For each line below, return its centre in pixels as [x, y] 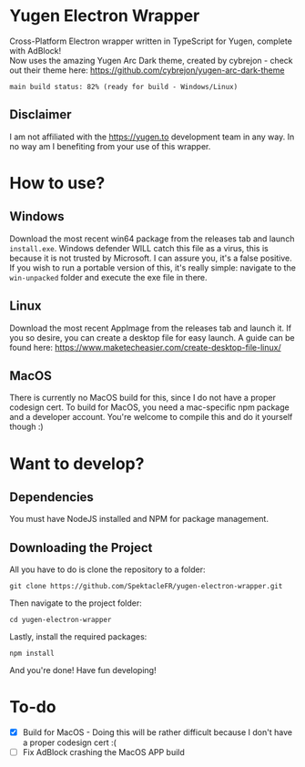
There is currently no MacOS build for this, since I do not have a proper [142, 398]
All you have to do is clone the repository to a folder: [107, 569]
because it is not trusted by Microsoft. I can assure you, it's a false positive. [151, 258]
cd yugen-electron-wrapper [61, 620]
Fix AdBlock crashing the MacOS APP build [103, 752]
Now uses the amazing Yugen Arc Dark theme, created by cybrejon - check [151, 60]
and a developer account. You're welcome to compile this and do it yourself [151, 417]
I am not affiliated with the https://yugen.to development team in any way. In [152, 137]
